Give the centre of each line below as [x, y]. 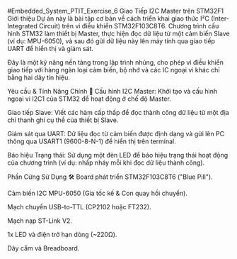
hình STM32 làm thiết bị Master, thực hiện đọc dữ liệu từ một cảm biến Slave [118, 33]
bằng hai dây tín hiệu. [39, 77]
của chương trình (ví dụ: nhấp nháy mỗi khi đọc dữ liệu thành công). [106, 162]
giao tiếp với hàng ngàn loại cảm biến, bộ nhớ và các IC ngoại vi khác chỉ [114, 70]
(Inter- [220, 18]
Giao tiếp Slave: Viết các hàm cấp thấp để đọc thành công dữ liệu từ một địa [118, 112]
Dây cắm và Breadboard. [44, 248]
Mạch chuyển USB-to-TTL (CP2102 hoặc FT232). [80, 207]
